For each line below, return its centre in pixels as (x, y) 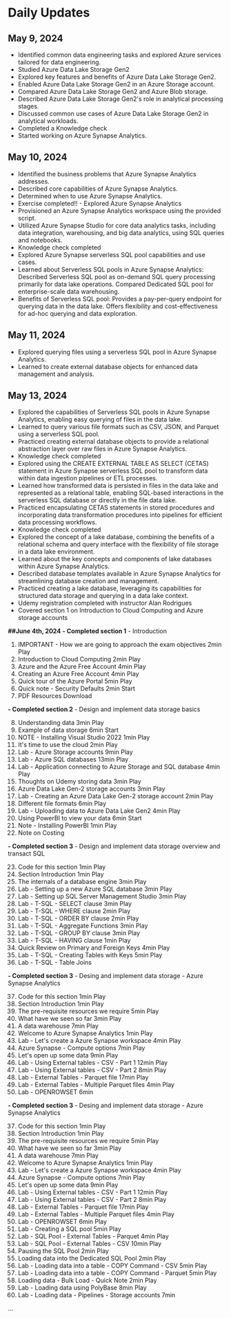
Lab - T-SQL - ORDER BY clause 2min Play (78, 919)
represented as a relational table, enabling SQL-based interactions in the (120, 493)
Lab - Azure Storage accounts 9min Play (75, 752)
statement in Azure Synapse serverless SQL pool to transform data (113, 471)
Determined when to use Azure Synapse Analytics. (90, 196)
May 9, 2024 (36, 38)
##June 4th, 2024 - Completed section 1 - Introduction (88, 631)
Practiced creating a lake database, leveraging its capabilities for (110, 588)
